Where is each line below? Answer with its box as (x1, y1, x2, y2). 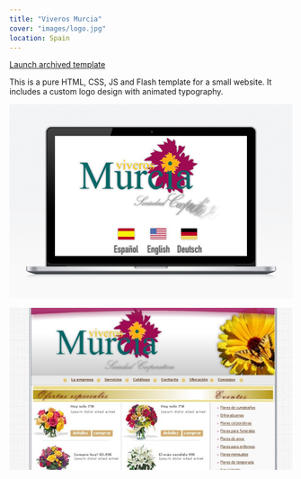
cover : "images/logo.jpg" (9, 23, 106, 33)
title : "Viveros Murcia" (9, 14, 102, 23)
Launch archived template (9, 59, 106, 70)
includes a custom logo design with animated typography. (9, 86, 224, 97)
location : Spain (9, 33, 70, 42)
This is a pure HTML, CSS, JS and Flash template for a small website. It (9, 77, 272, 87)
